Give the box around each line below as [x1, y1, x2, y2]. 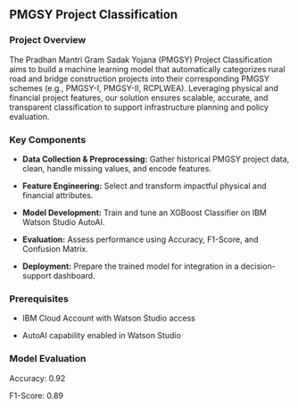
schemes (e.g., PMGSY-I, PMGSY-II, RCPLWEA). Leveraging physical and [9, 82, 279, 93]
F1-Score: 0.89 [9, 390, 64, 401]
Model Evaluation [9, 353, 87, 365]
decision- [240, 261, 277, 271]
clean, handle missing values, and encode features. [21, 162, 212, 173]
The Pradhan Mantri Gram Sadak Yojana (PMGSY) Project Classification [9, 54, 273, 65]
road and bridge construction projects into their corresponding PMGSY [9, 73, 270, 84]
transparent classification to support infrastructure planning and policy [9, 102, 269, 112]
